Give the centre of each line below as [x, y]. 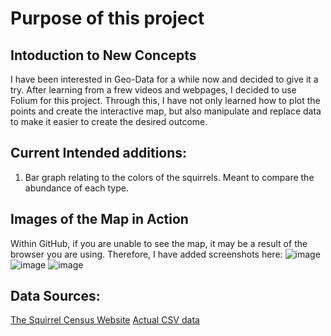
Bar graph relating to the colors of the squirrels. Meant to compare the [169, 177]
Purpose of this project [107, 18]
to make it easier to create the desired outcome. [109, 121]
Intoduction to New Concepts [103, 55]
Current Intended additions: [99, 153]
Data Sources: [55, 296]
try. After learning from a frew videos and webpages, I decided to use [153, 90]
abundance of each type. [76, 188]
